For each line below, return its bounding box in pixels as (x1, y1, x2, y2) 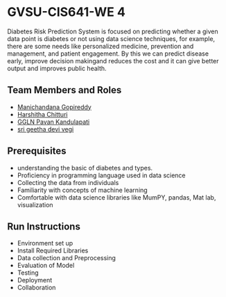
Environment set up (17, 239, 73, 248)
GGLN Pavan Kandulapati (17, 118, 90, 126)
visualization (17, 200, 53, 209)
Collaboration (17, 283, 56, 292)
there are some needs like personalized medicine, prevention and (7, 42, 194, 50)
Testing (17, 268, 40, 277)
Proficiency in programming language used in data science (17, 171, 186, 179)
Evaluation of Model (17, 262, 75, 270)
